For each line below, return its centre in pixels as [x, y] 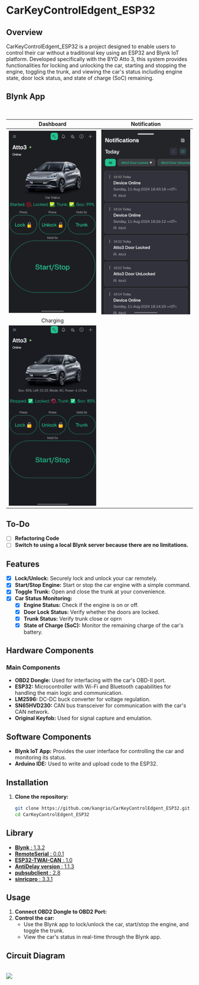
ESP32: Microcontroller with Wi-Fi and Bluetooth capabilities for [93, 687]
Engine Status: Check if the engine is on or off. [81, 605]
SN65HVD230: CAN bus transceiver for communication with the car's [100, 706]
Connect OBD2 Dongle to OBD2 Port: [61, 912]
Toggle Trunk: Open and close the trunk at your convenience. [90, 592]
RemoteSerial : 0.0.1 [39, 854]
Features [23, 564]
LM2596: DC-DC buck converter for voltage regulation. [83, 699]
